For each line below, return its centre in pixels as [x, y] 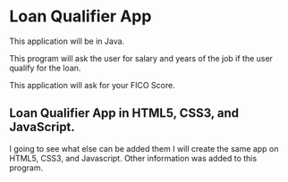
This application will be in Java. [67, 41]
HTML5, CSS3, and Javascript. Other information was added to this [133, 158]
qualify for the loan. [45, 68]
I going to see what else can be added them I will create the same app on [144, 148]
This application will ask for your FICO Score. [93, 85]
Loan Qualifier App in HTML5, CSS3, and [124, 113]
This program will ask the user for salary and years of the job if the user [141, 58]
